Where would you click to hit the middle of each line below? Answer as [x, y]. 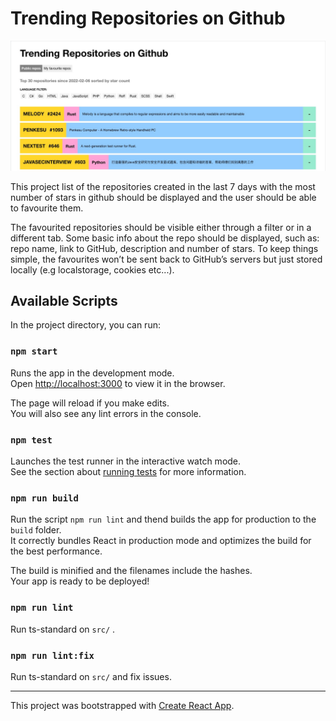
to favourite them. [47, 208]
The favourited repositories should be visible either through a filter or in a [161, 227]
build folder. [36, 530]
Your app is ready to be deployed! [80, 581]
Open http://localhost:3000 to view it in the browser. [118, 383]
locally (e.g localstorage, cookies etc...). [92, 269]
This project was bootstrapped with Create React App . [122, 705]
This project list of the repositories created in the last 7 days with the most [163, 186]
